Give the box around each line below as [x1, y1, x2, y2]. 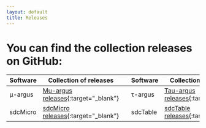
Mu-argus [42, 86, 72, 95]
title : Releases [6, 15, 48, 21]
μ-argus [9, 90, 34, 99]
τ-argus [131, 90, 154, 99]
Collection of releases [48, 76, 114, 85]
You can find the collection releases [6, 41, 193, 55]
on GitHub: [6, 54, 63, 68]
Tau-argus [164, 86, 196, 95]
